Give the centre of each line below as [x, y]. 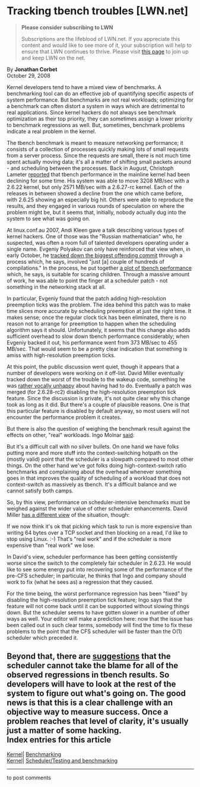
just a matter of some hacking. [64, 731]
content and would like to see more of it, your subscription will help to [106, 45]
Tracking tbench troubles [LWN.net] [98, 11]
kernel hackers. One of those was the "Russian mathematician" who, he [94, 236]
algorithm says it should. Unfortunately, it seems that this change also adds [99, 330]
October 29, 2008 [29, 75]
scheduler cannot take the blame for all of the [93, 666]
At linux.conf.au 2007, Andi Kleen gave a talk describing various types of [96, 230]
